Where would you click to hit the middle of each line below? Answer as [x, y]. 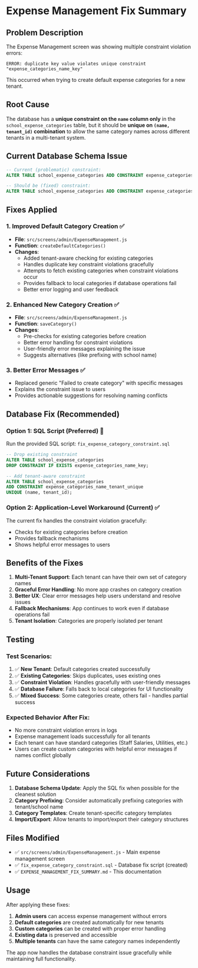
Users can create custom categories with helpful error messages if [96, 749]
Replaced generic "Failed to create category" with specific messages [99, 383]
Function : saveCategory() [46, 324]
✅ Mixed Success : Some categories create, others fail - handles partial [101, 696]
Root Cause [28, 105]
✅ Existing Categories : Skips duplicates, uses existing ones [88, 676]
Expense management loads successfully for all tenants [82, 736]
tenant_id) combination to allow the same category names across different [98, 131]
